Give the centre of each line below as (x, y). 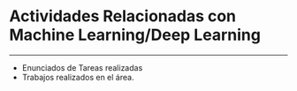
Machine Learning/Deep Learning (135, 35)
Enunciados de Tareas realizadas (82, 67)
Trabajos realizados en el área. (78, 77)
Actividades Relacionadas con (123, 16)
